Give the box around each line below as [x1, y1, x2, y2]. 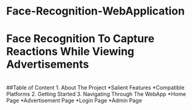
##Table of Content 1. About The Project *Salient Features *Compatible [6, 84, 185, 91]
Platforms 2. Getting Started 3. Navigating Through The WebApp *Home [6, 91, 186, 98]
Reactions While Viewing [6, 45, 135, 59]
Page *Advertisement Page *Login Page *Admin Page [6, 97, 142, 104]
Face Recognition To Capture [6, 32, 155, 46]
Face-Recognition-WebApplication [6, 4, 185, 18]
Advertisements [6, 57, 89, 71]
